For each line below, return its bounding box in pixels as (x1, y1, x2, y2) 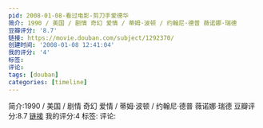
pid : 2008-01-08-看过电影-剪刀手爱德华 (8, 11, 130, 20)
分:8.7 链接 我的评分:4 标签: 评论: (8, 111, 117, 120)
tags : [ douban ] (8, 71, 59, 79)
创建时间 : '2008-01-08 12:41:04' (8, 41, 115, 49)
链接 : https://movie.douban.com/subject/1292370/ (8, 33, 174, 42)
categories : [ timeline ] (8, 78, 88, 86)
